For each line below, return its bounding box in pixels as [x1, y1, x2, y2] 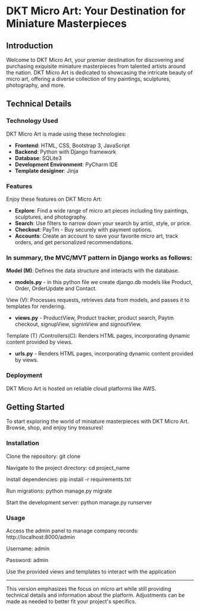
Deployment [6, 371, 43, 379]
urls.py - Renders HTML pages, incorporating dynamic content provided [14, 350, 193, 357]
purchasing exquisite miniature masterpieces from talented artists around [6, 63, 186, 70]
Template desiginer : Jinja [14, 167, 79, 174]
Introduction [6, 40, 54, 51]
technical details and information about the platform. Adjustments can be [6, 591, 185, 598]
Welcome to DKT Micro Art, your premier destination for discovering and [6, 57, 184, 63]
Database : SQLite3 [14, 154, 62, 161]
